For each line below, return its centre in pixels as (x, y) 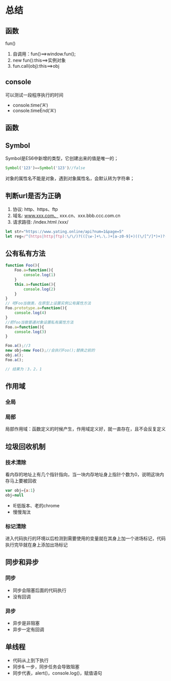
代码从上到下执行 (31, 660)
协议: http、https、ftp (35, 209)
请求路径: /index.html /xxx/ (40, 222)
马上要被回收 (23, 481)
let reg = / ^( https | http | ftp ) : (36, 236)
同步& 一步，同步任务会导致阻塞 (46, 666)
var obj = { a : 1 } (20, 490)
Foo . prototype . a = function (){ (36, 308)
